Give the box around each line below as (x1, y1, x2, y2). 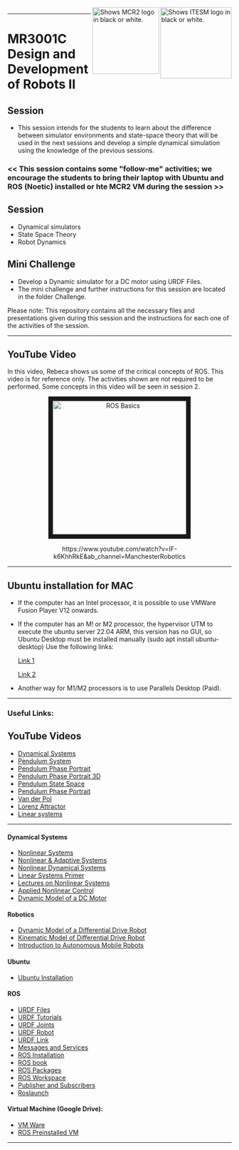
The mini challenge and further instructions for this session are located (17, 285, 225, 293)
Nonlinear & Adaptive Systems (17, 856, 107, 865)
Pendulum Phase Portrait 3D (17, 771, 101, 780)
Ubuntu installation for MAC (7, 579, 134, 591)
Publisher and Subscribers (17, 1081, 96, 1090)
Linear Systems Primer (17, 871, 85, 880)
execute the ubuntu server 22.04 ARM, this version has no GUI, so (17, 628, 212, 636)
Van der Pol (17, 794, 52, 803)
